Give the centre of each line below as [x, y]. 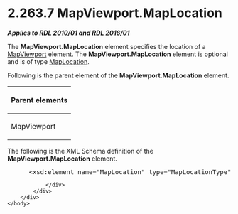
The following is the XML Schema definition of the [81, 151]
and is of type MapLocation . [49, 61]
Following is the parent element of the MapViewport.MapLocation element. [118, 75]
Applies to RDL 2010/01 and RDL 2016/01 [69, 33]
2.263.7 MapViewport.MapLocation [115, 13]
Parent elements [39, 100]
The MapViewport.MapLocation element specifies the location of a [107, 46]
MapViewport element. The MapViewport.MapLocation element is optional [118, 54]
